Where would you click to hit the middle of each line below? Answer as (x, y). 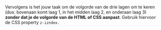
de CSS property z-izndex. (33, 22)
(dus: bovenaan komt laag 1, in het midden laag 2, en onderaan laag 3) (76, 12)
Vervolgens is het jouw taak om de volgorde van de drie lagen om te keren (80, 7)
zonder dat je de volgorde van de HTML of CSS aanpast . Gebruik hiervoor (80, 17)
